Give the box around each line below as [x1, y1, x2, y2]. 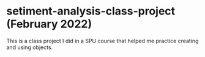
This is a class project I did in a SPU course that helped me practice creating [6, 37, 199, 44]
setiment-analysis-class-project [6, 4, 176, 18]
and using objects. [6, 44, 53, 51]
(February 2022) [6, 17, 92, 31]
